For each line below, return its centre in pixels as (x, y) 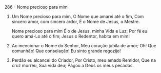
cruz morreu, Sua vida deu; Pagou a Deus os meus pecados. (73, 65)
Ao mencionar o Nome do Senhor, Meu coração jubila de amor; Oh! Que (84, 46)
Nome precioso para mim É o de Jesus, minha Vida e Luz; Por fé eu (79, 31)
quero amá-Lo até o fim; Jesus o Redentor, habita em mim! (71, 36)
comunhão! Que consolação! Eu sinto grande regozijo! (66, 51)
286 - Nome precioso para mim (36, 7)
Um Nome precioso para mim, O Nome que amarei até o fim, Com (78, 16)
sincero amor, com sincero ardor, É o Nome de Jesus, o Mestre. (76, 22)
